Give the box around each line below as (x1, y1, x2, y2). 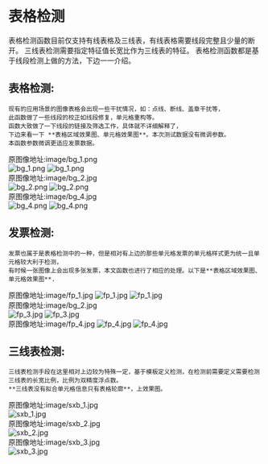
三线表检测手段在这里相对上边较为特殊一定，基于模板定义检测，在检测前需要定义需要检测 (8, 368, 260, 376)
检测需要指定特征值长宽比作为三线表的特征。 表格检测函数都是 (45, 45, 252, 55)
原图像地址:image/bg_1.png (8, 154, 98, 164)
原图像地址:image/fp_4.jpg (8, 319, 95, 329)
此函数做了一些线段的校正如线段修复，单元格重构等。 (8, 114, 159, 122)
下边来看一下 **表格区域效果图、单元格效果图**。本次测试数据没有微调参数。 (8, 130, 231, 139)
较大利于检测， (19, 258, 63, 266)
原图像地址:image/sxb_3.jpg (8, 437, 101, 447)
